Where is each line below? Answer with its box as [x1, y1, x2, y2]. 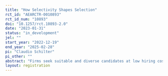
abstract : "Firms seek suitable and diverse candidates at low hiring [5, 58, 155, 63]
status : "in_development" [5, 30, 59, 35]
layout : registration [5, 63, 50, 68]
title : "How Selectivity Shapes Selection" [5, 7, 97, 12]
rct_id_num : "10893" [5, 16, 48, 21]
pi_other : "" [5, 53, 32, 59]
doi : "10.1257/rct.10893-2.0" [5, 21, 68, 26]
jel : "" [5, 35, 21, 40]
